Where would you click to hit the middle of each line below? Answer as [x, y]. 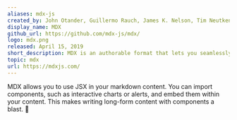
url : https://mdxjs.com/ [44, 66]
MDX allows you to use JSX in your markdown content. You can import [110, 86]
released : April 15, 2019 [45, 47]
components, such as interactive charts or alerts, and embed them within [114, 94]
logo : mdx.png [28, 40]
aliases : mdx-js [31, 14]
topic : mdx [23, 60]
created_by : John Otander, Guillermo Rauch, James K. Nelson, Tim [107, 20]
